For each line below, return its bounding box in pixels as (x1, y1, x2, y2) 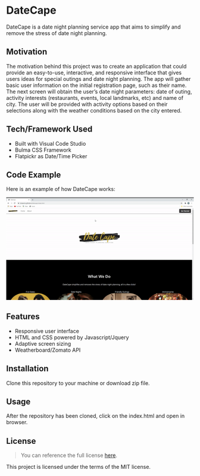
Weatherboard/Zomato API (14, 346, 81, 353)
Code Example (6, 170, 61, 180)
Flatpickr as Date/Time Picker (14, 152, 87, 159)
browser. (6, 419, 28, 426)
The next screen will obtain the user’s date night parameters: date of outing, (6, 87, 192, 95)
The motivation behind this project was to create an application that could (6, 62, 187, 70)
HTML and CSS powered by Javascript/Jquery (14, 334, 129, 341)
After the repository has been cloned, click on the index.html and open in (6, 412, 185, 419)
